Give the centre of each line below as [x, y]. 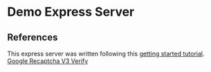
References [33, 37]
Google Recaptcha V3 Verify [48, 61]
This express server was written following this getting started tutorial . [106, 53]
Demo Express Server [71, 12]
